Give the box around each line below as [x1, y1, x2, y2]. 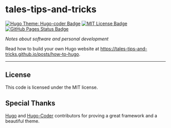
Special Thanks [5, 99, 55, 108]
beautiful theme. [5, 118, 40, 124]
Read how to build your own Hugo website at [5, 45, 99, 52]
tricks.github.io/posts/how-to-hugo [5, 51, 79, 57]
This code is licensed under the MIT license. [5, 84, 98, 90]
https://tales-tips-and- [100, 45, 148, 52]
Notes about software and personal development [5, 36, 109, 42]
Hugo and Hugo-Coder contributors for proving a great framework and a [5, 112, 158, 118]
